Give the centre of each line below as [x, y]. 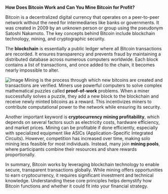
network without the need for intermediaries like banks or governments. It [82, 23]
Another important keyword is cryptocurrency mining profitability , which [82, 117]
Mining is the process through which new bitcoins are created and [94, 80]
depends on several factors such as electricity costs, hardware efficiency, [82, 122]
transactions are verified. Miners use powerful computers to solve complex [84, 85]
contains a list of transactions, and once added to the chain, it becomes [80, 65]
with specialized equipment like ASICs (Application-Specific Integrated [79, 133]
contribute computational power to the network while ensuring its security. [83, 107]
